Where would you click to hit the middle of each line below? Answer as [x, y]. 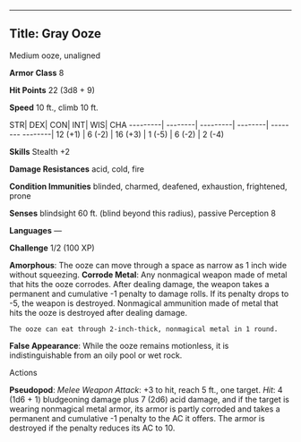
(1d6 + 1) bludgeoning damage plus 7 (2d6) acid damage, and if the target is [149, 399]
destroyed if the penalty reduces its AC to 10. [92, 428]
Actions [23, 372]
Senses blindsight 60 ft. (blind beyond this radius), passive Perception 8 [142, 213]
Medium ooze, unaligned [55, 55]
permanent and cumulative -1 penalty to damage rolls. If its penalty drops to [149, 293]
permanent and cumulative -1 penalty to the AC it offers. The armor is [138, 418]
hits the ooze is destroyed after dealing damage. [99, 312]
